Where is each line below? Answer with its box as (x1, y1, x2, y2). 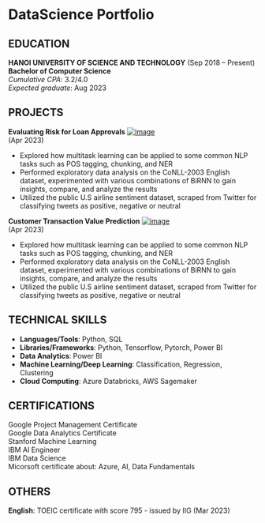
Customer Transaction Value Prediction (8, 216, 140, 226)
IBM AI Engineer (8, 445, 61, 455)
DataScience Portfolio (8, 6, 155, 24)
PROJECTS (8, 106, 64, 119)
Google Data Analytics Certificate (8, 428, 117, 438)
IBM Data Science (8, 453, 66, 463)
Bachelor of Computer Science (8, 66, 111, 76)
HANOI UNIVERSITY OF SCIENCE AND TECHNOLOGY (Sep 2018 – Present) (8, 58, 256, 67)
